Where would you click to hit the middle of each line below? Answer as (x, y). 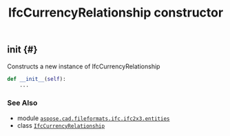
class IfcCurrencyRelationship (61, 125)
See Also (22, 103)
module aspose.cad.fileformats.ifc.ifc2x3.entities (93, 118)
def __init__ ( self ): (37, 79)
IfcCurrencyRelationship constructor (116, 13)
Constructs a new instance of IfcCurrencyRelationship (84, 66)
